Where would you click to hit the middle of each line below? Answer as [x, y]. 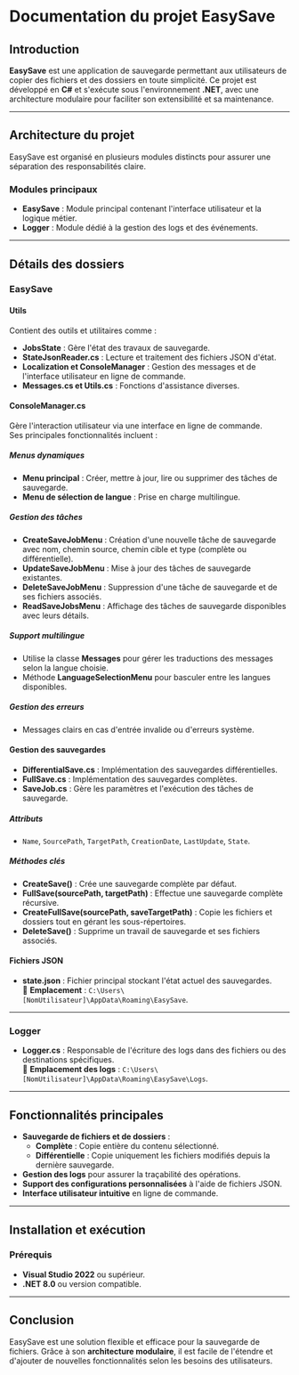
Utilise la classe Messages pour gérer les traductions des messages [148, 658]
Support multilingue [47, 636]
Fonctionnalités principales [87, 1115]
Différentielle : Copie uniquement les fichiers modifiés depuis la [153, 1156]
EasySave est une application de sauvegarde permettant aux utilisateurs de [148, 70]
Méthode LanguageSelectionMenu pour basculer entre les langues [146, 677]
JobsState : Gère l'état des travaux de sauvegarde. [116, 347]
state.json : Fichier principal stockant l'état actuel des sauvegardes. [147, 980]
